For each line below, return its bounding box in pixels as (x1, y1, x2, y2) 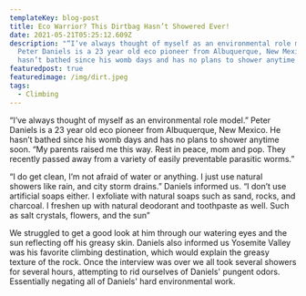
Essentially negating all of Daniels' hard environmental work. (9, 275, 236, 287)
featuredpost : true (9, 65, 84, 74)
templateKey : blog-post (9, 13, 100, 23)
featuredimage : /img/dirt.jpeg (9, 73, 128, 82)
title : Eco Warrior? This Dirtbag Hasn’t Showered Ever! (9, 22, 230, 31)
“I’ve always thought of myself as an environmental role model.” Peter (9, 115, 271, 126)
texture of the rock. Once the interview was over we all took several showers (9, 256, 297, 267)
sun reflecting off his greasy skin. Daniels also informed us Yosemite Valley (9, 237, 291, 248)
